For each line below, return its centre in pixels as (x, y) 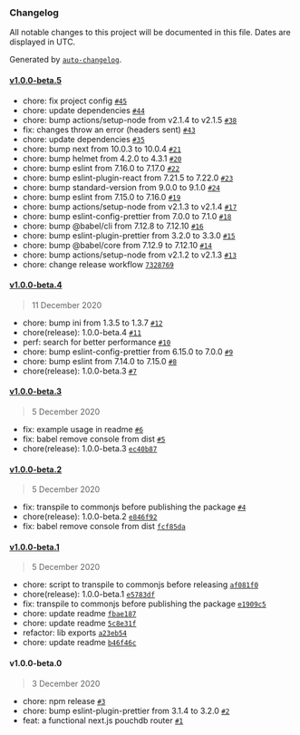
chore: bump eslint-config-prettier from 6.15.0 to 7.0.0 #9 (128, 352)
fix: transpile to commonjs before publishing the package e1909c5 (144, 604)
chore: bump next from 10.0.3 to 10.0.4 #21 (102, 149)
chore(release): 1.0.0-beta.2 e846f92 (90, 517)
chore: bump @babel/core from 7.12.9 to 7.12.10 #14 (117, 245)
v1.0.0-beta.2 (35, 469)
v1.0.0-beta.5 (35, 80)
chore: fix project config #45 (75, 101)
